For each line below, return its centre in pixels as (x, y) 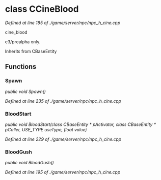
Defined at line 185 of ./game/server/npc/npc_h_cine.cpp (63, 23)
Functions (21, 67)
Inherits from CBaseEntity (31, 51)
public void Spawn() (26, 91)
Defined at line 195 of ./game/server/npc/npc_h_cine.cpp (63, 172)
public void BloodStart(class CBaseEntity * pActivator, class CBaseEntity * (80, 124)
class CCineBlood (42, 9)
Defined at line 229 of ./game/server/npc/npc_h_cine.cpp (63, 139)
